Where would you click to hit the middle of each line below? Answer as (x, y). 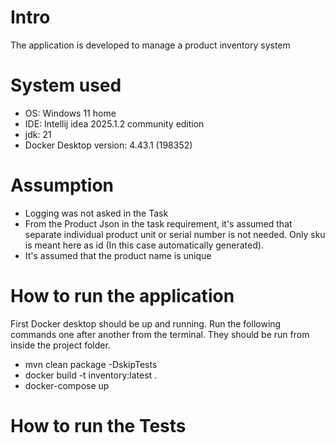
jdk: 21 (38, 134)
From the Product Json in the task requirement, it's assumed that (158, 223)
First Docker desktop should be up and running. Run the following (146, 323)
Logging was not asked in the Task (96, 213)
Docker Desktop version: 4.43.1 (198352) (108, 145)
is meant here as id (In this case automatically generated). (144, 245)
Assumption (62, 185)
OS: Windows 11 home (70, 113)
